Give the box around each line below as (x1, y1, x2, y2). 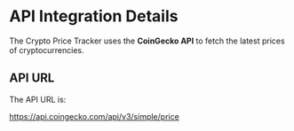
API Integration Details (9, 6, 179, 27)
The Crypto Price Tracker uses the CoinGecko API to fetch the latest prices (9, 35, 286, 46)
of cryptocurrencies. (9, 44, 84, 55)
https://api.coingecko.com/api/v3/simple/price (9, 111, 179, 121)
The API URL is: (9, 94, 67, 104)
